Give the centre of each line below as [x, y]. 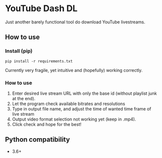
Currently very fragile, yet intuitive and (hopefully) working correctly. [74, 70]
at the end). [24, 98]
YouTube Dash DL [41, 9]
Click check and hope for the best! [47, 124]
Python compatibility [37, 140]
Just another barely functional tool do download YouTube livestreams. [75, 22]
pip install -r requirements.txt [39, 61]
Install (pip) [19, 51]
